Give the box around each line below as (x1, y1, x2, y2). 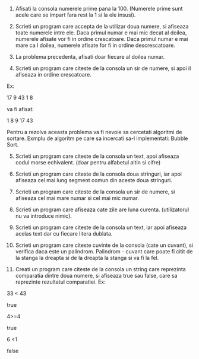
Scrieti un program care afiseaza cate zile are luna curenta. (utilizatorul (15, 206, 189, 213)
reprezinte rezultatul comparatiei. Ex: (15, 278, 106, 285)
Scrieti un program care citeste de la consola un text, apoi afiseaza (15, 153, 179, 160)
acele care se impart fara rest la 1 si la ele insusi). (15, 11, 136, 18)
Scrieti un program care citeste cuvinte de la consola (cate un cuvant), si (15, 242, 194, 249)
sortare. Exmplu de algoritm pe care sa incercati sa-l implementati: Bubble (7, 135, 188, 142)
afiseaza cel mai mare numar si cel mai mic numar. (15, 195, 139, 201)
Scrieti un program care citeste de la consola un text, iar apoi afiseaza (15, 224, 187, 231)
